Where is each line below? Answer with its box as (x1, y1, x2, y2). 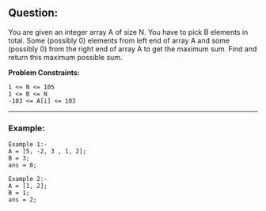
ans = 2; (8, 196, 37, 204)
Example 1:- (8, 141, 47, 149)
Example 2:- (8, 175, 47, 183)
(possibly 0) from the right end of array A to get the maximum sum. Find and (8, 43, 257, 54)
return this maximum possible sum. (8, 52, 123, 62)
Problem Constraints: (8, 67, 81, 77)
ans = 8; (8, 161, 37, 169)
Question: (8, 6, 59, 20)
